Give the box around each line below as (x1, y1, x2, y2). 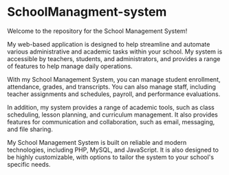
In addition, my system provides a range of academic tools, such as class (7, 103, 215, 111)
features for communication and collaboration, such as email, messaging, (7, 117, 215, 126)
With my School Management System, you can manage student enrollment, (7, 75, 221, 83)
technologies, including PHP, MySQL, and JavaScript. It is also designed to (7, 145, 219, 154)
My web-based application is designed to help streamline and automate (7, 40, 210, 48)
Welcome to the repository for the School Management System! (7, 27, 188, 35)
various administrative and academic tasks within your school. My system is (7, 47, 223, 56)
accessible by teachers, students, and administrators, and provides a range (7, 54, 221, 62)
